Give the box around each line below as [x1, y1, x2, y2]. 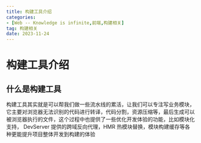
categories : [6, 14, 36, 20]
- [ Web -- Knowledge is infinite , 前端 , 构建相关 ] [6, 20, 124, 26]
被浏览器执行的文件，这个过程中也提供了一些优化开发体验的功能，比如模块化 [6, 116, 195, 123]
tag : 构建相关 [6, 25, 38, 32]
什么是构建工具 [6, 84, 62, 94]
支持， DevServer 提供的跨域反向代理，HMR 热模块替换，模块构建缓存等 [6, 123, 185, 130]
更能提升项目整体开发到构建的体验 [11, 130, 96, 138]
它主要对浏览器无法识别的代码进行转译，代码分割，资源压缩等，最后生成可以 [6, 108, 195, 116]
